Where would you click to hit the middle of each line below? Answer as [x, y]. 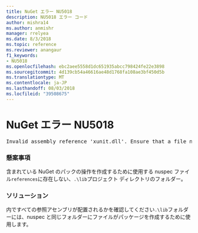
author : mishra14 [27, 22]
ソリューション [27, 195]
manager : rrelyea [27, 34]
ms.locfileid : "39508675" [38, 94]
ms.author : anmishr [30, 28]
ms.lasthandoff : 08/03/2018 [41, 88]
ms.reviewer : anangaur [34, 50]
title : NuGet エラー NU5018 [39, 12]
